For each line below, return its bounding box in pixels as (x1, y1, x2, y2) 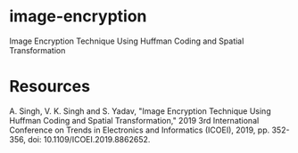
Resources (9, 76, 91, 97)
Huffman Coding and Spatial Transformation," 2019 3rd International (9, 115, 260, 125)
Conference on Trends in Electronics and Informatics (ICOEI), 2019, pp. (9, 125, 270, 135)
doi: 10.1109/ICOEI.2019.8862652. (28, 133, 151, 144)
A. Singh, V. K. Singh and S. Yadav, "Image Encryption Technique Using (9, 105, 271, 117)
